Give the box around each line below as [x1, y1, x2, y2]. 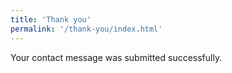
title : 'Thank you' [10, 14, 92, 25]
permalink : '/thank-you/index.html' [10, 24, 163, 34]
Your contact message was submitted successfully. [10, 51, 223, 63]
